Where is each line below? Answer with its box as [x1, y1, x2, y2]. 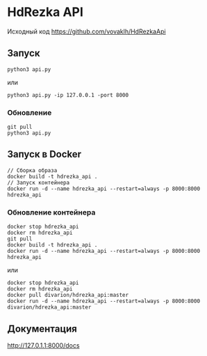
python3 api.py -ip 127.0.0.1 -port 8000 [7, 91, 129, 98]
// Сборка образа [7, 167, 58, 174]
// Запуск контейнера [7, 179, 70, 186]
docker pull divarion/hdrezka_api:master [7, 292, 129, 299]
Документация [7, 323, 78, 334]
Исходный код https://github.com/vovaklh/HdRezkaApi [7, 27, 166, 36]
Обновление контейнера [7, 207, 96, 217]
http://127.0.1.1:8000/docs [7, 341, 80, 349]
